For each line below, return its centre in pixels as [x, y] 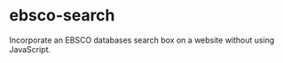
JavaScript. [30, 49]
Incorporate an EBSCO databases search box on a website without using [142, 40]
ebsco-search [62, 16]
